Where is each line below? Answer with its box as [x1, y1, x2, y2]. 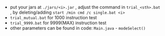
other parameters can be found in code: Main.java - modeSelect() [10, 25, 146, 31]
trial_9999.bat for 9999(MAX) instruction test [10, 20, 107, 26]
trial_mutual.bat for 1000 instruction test [10, 15, 97, 20]
